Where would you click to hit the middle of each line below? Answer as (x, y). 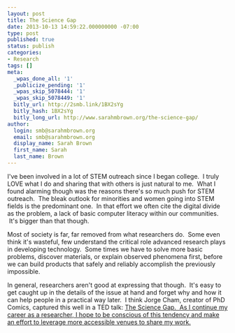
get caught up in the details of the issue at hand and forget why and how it (114, 292)
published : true (31, 40)
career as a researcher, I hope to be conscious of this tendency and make (113, 314)
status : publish (31, 46)
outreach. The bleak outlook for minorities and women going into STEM (111, 198)
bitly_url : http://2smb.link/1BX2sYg (69, 105)
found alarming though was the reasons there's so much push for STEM (111, 191)
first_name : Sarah (41, 150)
